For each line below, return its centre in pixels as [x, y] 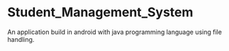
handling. [21, 39]
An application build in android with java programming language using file [114, 32]
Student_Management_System [100, 12]
